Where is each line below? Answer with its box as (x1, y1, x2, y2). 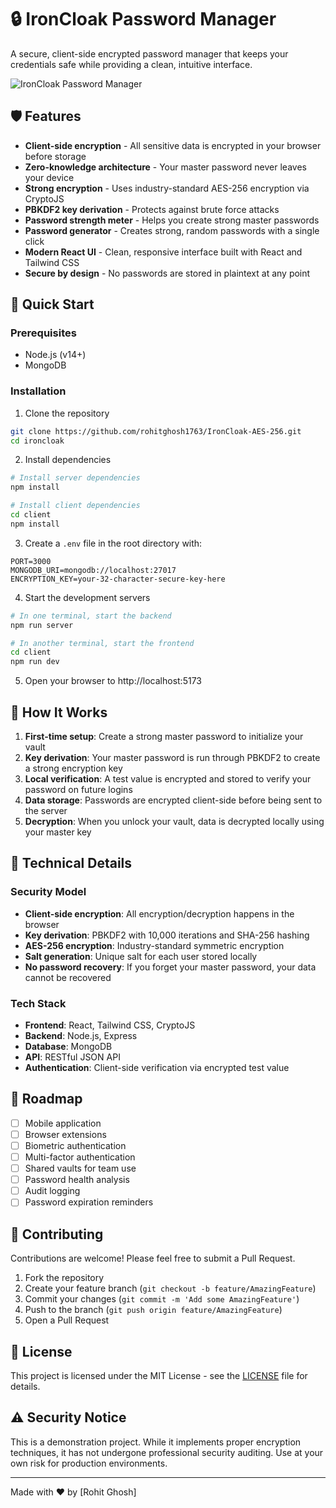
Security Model (10, 885, 87, 899)
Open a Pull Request (24, 1314, 110, 1326)
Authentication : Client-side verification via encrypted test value (24, 1062, 290, 1074)
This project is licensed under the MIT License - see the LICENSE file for (10, 1369, 308, 1381)
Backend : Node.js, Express (24, 1030, 138, 1042)
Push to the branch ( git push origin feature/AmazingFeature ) (24, 1304, 283, 1316)
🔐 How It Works (10, 704, 108, 721)
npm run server (10, 620, 74, 630)
